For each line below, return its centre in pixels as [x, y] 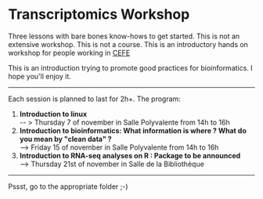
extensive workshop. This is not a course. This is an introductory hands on [128, 44]
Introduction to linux [53, 114]
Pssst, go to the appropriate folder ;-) [68, 186]
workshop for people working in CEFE [69, 52]
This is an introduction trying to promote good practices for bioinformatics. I [130, 67]
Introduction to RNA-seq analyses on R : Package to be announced [130, 155]
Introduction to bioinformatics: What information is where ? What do [133, 130]
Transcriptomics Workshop [99, 14]
